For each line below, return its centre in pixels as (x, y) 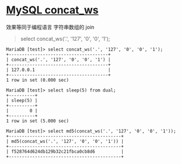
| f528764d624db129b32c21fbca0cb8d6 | (65, 151)
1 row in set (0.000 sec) (37, 80)
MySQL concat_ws (52, 10)
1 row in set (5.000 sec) (37, 121)
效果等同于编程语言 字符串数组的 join (50, 27)
